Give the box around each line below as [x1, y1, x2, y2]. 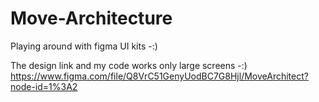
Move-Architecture [10, 7, 173, 30]
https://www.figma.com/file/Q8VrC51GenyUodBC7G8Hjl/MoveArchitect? [10, 70, 309, 82]
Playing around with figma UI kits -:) [10, 40, 158, 52]
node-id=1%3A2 [10, 80, 78, 92]
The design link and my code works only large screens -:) [10, 59, 248, 71]
